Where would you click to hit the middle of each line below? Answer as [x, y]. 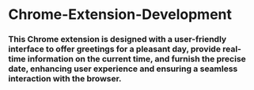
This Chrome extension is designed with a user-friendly [118, 39]
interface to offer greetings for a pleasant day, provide [115, 49]
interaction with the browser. [65, 79]
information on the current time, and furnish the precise [137, 59]
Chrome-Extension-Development [120, 15]
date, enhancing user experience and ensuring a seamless [123, 69]
